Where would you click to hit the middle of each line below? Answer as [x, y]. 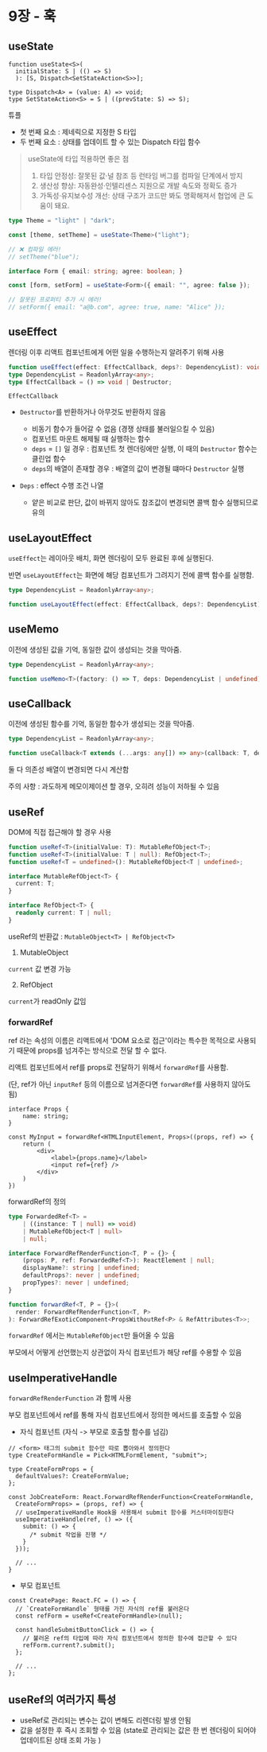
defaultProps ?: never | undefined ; [81, 1275]
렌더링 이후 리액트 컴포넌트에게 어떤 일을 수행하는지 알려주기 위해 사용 [116, 352]
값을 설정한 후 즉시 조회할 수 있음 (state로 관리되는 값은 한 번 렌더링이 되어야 [138, 1731]
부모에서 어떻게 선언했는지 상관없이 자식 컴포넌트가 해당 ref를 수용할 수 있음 [125, 1353]
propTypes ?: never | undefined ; [76, 1283]
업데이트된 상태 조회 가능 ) [60, 1740]
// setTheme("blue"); [44, 257]
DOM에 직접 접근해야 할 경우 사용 [60, 831]
